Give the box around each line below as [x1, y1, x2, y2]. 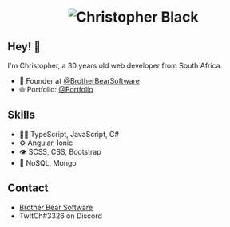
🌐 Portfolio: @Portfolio [18, 84, 93, 94]
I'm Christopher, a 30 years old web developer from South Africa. [7, 61, 223, 70]
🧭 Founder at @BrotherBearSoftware [18, 76, 141, 85]
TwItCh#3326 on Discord [18, 211, 103, 221]
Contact [7, 182, 49, 195]
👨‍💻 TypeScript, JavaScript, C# [18, 129, 120, 139]
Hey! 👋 [7, 40, 42, 53]
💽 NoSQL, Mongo [18, 158, 77, 167]
